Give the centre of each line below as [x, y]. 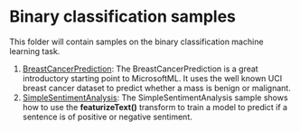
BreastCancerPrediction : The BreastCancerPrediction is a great [141, 69]
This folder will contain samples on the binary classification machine [136, 42]
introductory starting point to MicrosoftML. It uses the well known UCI [152, 78]
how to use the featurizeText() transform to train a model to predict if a [155, 107]
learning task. [35, 51]
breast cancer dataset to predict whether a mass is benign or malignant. [156, 88]
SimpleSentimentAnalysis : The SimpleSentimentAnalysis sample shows [155, 98]
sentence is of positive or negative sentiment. [107, 117]
